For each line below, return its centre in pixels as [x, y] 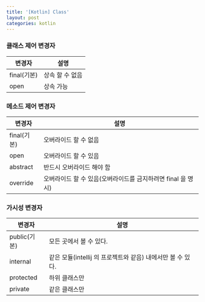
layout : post [23, 18]
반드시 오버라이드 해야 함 [77, 167]
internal [20, 262]
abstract [21, 167]
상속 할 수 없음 [63, 75]
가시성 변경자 [24, 207]
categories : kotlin [31, 23]
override [21, 182]
